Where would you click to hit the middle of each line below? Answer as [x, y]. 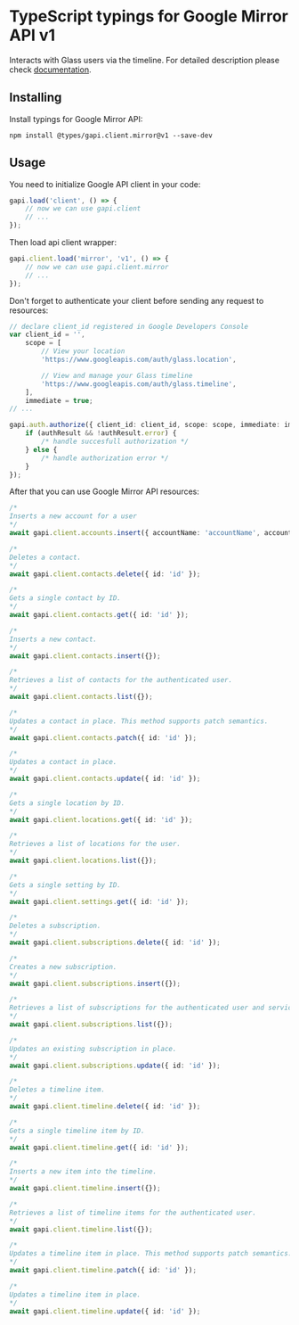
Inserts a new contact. [53, 639]
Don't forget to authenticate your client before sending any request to [137, 300]
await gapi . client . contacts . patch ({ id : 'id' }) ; [103, 737]
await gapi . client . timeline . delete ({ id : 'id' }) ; [105, 1107]
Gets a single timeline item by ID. [77, 1131]
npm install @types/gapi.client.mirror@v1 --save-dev [111, 136]
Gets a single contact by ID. [65, 598]
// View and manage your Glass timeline [117, 375]
